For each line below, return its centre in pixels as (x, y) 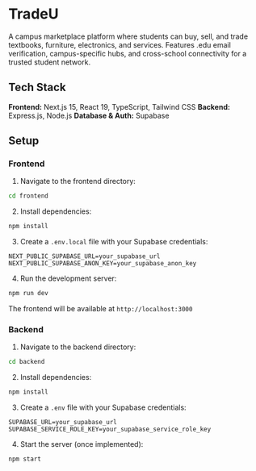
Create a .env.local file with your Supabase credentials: (114, 242)
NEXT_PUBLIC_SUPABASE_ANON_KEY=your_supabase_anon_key (103, 264)
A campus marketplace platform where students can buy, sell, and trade (128, 36)
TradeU (34, 14)
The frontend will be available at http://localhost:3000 (101, 309)
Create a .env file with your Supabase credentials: (103, 407)
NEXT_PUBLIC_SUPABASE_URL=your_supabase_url (84, 256)
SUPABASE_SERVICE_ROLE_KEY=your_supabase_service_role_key (110, 429)
